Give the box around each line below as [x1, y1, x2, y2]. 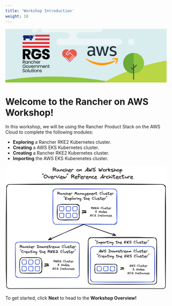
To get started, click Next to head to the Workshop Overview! [5, 295, 137, 301]
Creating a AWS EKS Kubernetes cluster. [12, 144, 99, 151]
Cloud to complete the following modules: [5, 129, 94, 136]
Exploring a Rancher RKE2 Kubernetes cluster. [12, 139, 112, 145]
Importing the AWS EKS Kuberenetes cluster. [12, 156, 109, 162]
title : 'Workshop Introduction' [5, 8, 74, 13]
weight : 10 [5, 13, 29, 19]
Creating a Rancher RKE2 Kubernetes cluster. [12, 150, 110, 156]
